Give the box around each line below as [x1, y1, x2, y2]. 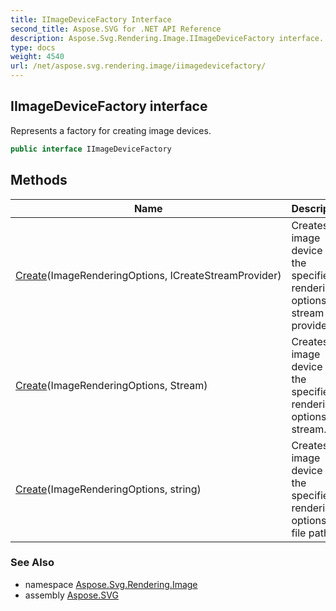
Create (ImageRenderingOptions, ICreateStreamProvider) [15, 268, 282, 282]
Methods [10, 172, 68, 189]
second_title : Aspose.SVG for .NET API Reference [10, 24, 222, 34]
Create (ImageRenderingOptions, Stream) [15, 378, 208, 392]
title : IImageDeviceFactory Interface [10, 14, 172, 25]
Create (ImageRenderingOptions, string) [15, 482, 202, 496]
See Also [10, 556, 55, 570]
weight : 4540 [10, 52, 65, 62]
